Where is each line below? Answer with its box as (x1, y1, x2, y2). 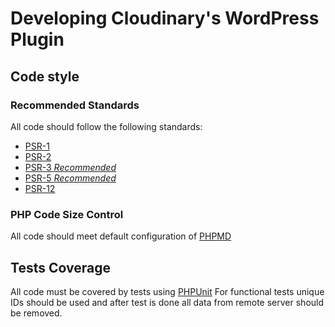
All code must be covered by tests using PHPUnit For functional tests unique (10, 285, 325, 297)
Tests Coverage (10, 259, 111, 276)
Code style (10, 68, 80, 85)
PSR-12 (24, 182, 56, 194)
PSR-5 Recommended (24, 172, 117, 184)
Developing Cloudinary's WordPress (10, 7, 320, 30)
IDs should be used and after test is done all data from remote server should (10, 296, 325, 308)
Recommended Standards (10, 98, 140, 112)
